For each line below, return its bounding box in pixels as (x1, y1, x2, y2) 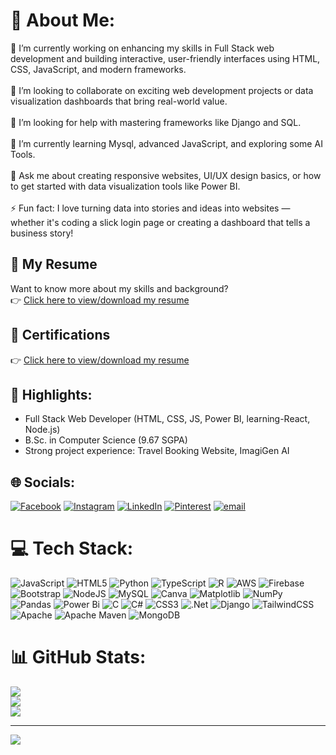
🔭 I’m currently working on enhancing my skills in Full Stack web (10, 42, 275, 54)
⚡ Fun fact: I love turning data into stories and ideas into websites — (10, 202, 291, 214)
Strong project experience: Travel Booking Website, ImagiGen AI (24, 445, 290, 457)
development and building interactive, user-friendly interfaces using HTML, (10, 52, 321, 64)
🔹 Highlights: (10, 386, 93, 403)
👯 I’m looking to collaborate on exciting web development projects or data (10, 84, 314, 96)
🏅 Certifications (10, 327, 111, 344)
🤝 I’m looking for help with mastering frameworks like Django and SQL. (10, 116, 302, 128)
